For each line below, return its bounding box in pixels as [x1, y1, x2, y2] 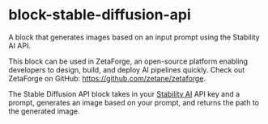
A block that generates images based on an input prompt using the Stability [8, 32, 261, 42]
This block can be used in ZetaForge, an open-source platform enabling [8, 56, 249, 66]
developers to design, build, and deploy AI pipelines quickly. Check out [8, 64, 245, 74]
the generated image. [8, 106, 80, 116]
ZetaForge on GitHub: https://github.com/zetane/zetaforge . [8, 73, 206, 83]
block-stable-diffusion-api [8, 6, 192, 24]
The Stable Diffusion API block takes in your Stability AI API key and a [8, 89, 240, 98]
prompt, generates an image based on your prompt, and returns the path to [8, 97, 259, 107]
